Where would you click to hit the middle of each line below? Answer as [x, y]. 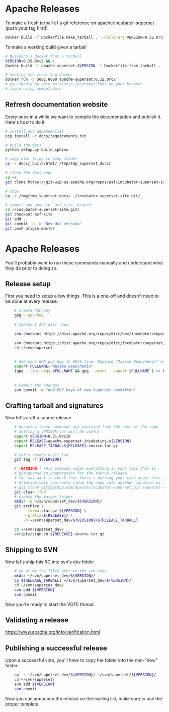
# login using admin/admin [33, 89]
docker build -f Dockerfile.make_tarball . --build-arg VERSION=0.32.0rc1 [85, 37]
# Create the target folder [44, 497]
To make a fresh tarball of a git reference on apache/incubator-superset [80, 23]
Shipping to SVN [31, 550]
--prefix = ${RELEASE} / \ [48, 516]
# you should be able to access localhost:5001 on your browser [74, 84]
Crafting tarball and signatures [54, 405]
